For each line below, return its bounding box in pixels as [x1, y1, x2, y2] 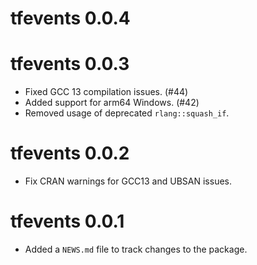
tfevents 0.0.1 [10, 210, 125, 233]
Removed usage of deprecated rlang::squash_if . [24, 107, 230, 119]
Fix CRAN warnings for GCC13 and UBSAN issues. [24, 175, 232, 187]
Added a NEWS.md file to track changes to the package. [24, 243, 248, 255]
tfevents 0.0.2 [10, 142, 130, 165]
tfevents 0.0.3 [10, 53, 130, 76]
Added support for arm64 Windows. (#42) [24, 97, 200, 109]
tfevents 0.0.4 [10, 7, 131, 30]
